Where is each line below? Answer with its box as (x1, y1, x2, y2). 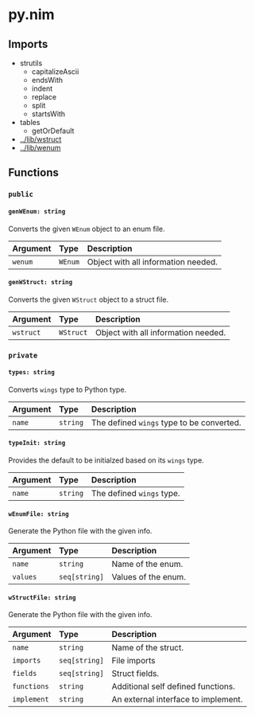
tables (19, 118, 41, 127)
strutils (19, 58, 43, 68)
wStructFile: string (8, 593, 77, 602)
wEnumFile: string (8, 510, 69, 518)
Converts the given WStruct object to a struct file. (8, 295, 169, 304)
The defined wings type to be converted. (91, 416, 241, 428)
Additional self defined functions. (111, 681, 236, 692)
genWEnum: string (8, 207, 66, 216)
